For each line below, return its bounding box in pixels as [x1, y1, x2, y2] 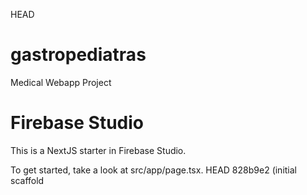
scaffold [10, 174, 45, 186]
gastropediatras [10, 44, 147, 66]
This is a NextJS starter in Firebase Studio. [10, 144, 187, 156]
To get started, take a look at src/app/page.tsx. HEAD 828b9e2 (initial [10, 164, 298, 176]
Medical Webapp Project [10, 76, 112, 88]
